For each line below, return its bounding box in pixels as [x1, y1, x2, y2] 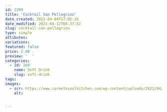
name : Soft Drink [14, 68, 50, 73]
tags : [5, 77, 16, 82]
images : [5, 81, 21, 86]
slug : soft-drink [14, 72, 50, 77]
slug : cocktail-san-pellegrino [5, 26, 70, 31]
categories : [5, 58, 30, 63]
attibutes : [5, 35, 28, 40]
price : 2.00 [5, 49, 30, 54]
